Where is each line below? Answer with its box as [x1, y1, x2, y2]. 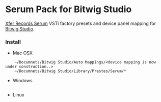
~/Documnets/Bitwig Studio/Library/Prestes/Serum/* [14, 69, 126, 74]
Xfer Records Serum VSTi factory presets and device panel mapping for [5, 20, 156, 26]
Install [5, 38, 21, 45]
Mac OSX [12, 50, 33, 56]
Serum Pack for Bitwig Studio [5, 4, 132, 15]
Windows [12, 78, 33, 84]
